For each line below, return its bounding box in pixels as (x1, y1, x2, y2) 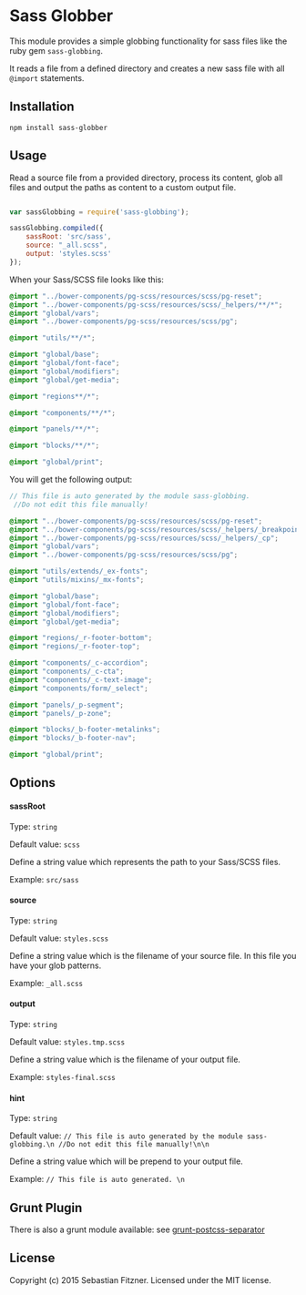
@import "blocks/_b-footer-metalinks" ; (9, 725, 161, 734)
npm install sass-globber (9, 123, 107, 132)
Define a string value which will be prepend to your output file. (9, 1156, 243, 1167)
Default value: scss (9, 839, 80, 850)
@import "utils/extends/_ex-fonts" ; (9, 566, 148, 576)
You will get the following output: (9, 474, 133, 485)
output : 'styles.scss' (25, 250, 112, 259)
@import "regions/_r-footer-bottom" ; (9, 634, 153, 643)
